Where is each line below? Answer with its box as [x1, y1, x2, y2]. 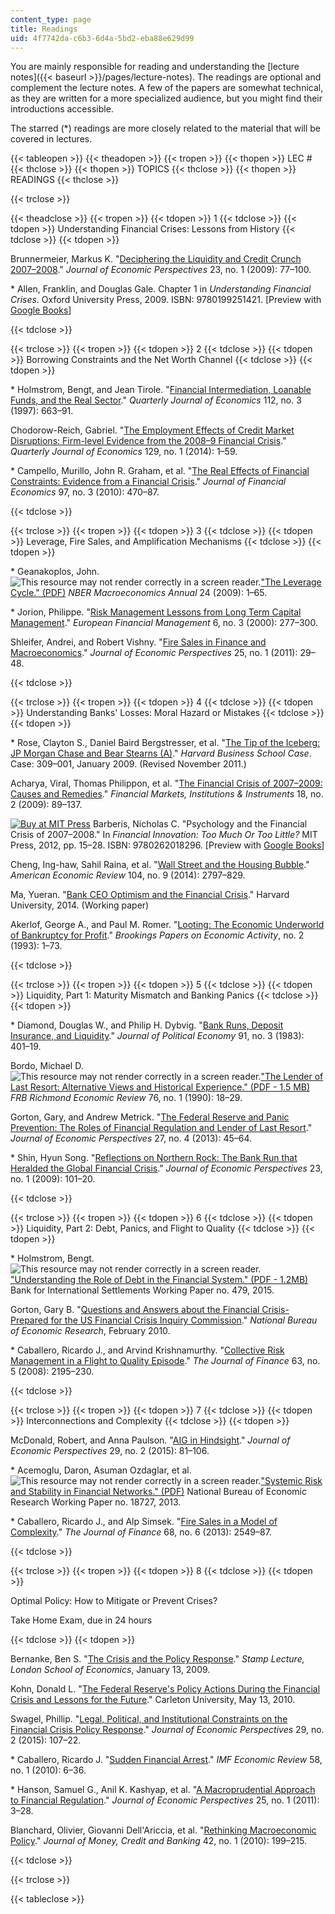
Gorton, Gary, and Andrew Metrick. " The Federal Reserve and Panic [10, 1111, 290, 1123]
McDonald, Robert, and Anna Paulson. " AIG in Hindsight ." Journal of [10, 1434, 291, 1446]
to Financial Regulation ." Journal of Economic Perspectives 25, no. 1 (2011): [10, 1794, 320, 1806]
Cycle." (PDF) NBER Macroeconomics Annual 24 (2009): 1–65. [10, 587, 268, 599]
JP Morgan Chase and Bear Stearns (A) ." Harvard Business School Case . [10, 747, 312, 760]
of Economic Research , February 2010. [10, 1325, 171, 1337]
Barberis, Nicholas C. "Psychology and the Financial [92, 818, 308, 830]
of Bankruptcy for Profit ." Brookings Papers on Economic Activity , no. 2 [10, 929, 305, 941]
